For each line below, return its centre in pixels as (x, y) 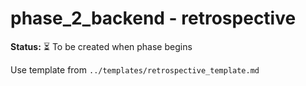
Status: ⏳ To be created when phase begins (101, 46)
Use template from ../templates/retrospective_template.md (135, 69)
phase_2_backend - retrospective (153, 18)
